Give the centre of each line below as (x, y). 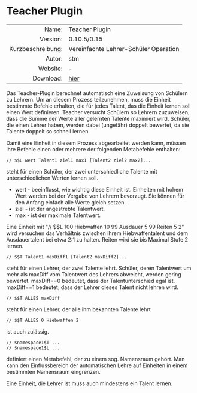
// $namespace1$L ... (33, 348)
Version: (51, 39)
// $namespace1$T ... (33, 343)
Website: (50, 69)
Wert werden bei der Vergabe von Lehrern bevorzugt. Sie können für (99, 196)
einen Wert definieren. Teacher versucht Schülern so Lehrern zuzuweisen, (98, 112)
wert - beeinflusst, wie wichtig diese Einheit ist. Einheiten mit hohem (99, 189)
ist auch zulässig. (28, 331)
